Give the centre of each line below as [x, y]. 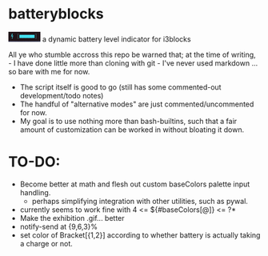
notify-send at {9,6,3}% [59, 226]
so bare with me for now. [49, 71]
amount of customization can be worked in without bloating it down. [132, 130]
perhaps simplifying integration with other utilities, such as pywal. [140, 201]
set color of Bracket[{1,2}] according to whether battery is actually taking [140, 235]
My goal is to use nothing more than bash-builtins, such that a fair [128, 121]
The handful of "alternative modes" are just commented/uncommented [137, 104]
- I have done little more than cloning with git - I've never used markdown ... [133, 63]
